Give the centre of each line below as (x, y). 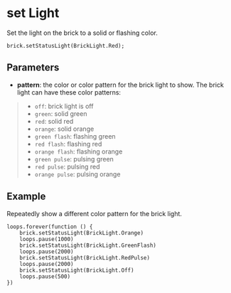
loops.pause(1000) (47, 239)
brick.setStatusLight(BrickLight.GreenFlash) (88, 245)
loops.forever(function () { (50, 227)
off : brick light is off (64, 106)
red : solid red (54, 121)
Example (26, 197)
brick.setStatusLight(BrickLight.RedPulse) (85, 257)
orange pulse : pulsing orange (77, 174)
